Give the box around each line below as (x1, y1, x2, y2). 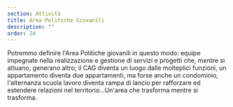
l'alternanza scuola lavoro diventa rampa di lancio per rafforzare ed (7, 78, 201, 87)
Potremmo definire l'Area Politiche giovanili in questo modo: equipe (7, 49, 201, 57)
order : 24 (7, 29, 36, 37)
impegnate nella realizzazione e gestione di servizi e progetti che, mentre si (7, 57, 225, 65)
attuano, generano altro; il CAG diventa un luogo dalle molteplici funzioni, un (7, 64, 227, 72)
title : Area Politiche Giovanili (7, 17, 105, 24)
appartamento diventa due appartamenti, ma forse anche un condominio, (7, 71, 218, 80)
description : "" (7, 23, 55, 30)
